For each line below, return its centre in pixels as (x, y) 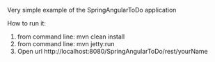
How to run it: (27, 23)
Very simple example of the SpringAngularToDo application (92, 10)
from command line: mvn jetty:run (66, 44)
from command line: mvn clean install (71, 37)
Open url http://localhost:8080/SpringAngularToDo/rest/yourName (112, 51)
